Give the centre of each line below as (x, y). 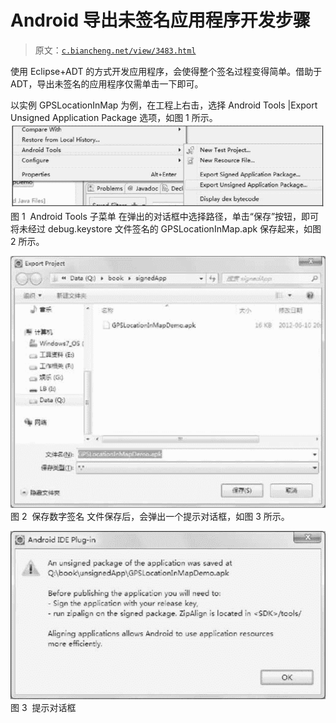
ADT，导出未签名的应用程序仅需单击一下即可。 (107, 83)
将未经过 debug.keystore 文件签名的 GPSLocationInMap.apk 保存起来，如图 (166, 229)
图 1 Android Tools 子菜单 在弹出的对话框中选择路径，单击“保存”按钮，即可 (165, 217)
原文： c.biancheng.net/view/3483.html (115, 50)
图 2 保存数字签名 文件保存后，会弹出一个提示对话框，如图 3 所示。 (150, 517)
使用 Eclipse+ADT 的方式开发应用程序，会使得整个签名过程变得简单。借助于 (166, 71)
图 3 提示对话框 (43, 707)
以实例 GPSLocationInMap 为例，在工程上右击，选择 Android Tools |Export (164, 105)
